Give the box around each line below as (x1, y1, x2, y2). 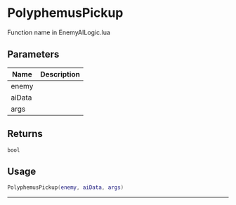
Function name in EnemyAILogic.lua (7, 28, 111, 37)
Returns (7, 128, 44, 140)
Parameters (7, 48, 60, 60)
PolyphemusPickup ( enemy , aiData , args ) (7, 184, 124, 191)
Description (39, 69, 81, 79)
